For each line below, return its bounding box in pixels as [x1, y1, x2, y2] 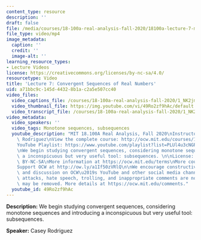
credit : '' [11, 48, 39, 54]
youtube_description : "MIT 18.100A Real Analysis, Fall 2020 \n [11, 131, 172, 137]
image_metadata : [6, 36, 47, 42]
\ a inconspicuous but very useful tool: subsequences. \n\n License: [17, 153, 194, 159]
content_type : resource [6, 8, 66, 15]
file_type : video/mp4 [6, 31, 60, 37]
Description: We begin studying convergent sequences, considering [6, 202, 175, 210]
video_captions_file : [11, 97, 66, 103]
